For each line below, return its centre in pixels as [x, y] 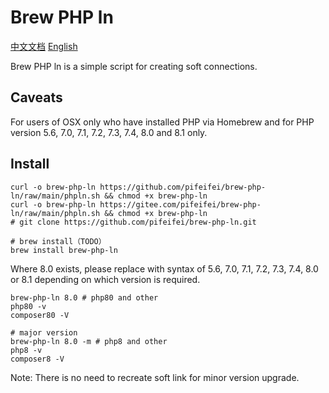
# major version [44, 332]
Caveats [36, 97]
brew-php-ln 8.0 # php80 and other [84, 297]
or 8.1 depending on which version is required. [105, 279]
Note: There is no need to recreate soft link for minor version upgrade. [155, 377]
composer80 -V [40, 315]
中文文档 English [44, 46]
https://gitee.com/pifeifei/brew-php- [180, 204]
